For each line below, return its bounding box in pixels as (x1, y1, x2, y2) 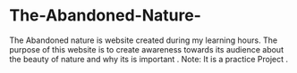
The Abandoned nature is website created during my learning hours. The (9, 35, 278, 45)
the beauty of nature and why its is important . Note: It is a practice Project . (9, 53, 289, 64)
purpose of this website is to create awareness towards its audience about (9, 44, 284, 54)
